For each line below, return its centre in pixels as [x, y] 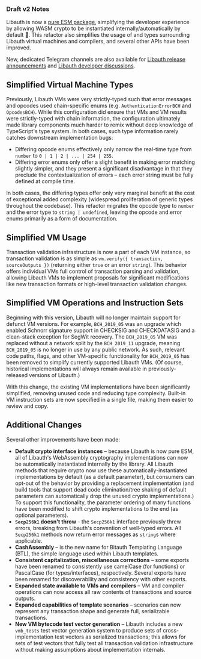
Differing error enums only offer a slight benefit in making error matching [105, 162]
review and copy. [28, 406]
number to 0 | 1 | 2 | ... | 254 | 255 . [64, 156]
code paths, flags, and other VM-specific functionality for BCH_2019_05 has [98, 356]
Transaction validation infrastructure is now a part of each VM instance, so [98, 252]
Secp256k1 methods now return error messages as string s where [95, 534]
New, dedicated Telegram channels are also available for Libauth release [96, 60]
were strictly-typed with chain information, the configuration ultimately [94, 119]
